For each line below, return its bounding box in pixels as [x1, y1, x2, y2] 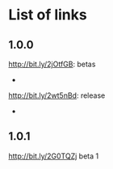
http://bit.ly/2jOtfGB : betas [8, 59, 96, 69]
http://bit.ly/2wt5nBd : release [8, 91, 106, 100]
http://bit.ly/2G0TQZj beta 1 [8, 151, 99, 161]
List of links [8, 6, 87, 24]
